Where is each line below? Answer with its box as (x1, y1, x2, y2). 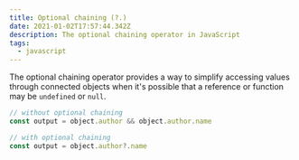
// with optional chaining (9, 133, 111, 142)
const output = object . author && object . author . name (9, 117, 212, 126)
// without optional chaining (9, 108, 124, 118)
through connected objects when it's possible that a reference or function (9, 81, 285, 92)
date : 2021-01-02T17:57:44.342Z (9, 22, 131, 31)
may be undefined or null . (9, 91, 107, 102)
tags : (9, 38, 30, 48)
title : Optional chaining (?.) (9, 13, 127, 23)
